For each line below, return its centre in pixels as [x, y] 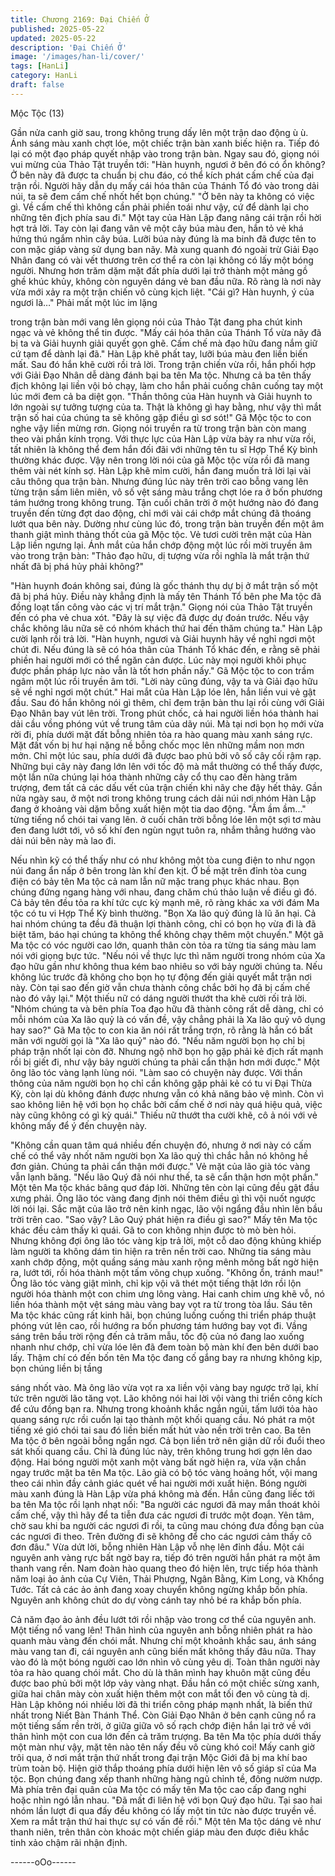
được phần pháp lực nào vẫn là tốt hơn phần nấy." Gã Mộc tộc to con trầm [162, 670]
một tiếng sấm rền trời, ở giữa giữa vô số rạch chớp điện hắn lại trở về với [161, 1725]
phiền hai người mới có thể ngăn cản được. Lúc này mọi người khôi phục [158, 660]
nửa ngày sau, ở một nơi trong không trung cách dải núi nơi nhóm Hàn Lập [163, 798]
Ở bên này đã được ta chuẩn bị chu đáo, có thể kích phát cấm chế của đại [162, 175]
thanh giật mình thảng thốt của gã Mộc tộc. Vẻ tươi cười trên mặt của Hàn [161, 534]
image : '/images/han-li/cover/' [77, 57]
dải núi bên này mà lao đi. [63, 840]
